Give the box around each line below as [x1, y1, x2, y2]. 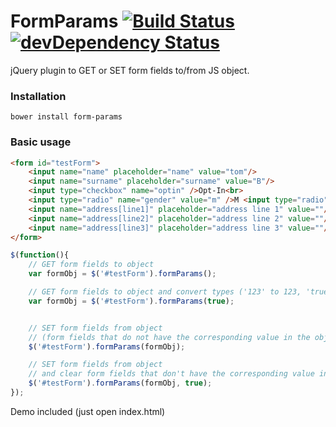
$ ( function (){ [10, 250, 70, 260]
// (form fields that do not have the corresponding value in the [28, 332, 311, 342]
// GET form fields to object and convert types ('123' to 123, [28, 287, 302, 297]
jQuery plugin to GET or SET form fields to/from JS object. [10, 64, 250, 76]
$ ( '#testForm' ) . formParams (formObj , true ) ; [28, 378, 213, 389]
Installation [10, 89, 67, 103]
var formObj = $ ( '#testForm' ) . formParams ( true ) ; [28, 296, 235, 306]
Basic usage [10, 135, 72, 149]
